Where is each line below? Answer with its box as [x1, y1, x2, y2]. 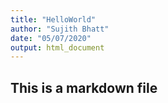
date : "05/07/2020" [10, 33, 92, 43]
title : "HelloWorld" [10, 14, 97, 25]
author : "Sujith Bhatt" [10, 24, 110, 34]
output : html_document [10, 42, 105, 53]
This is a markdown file [10, 79, 158, 96]
